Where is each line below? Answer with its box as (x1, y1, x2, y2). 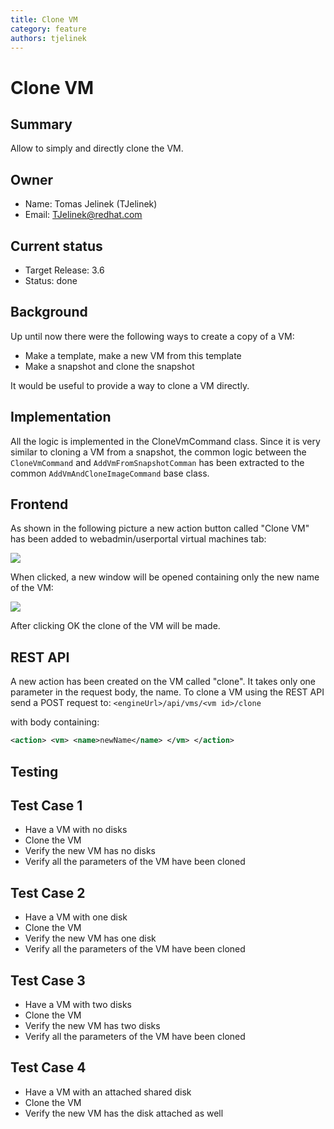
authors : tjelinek (10, 33, 87, 43)
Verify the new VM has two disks (24, 1019, 161, 1031)
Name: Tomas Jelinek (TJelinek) (24, 198, 158, 210)
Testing (10, 763, 59, 780)
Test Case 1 (10, 797, 83, 814)
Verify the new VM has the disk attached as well (24, 1107, 224, 1119)
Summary (10, 116, 73, 133)
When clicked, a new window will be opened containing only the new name (10, 571, 320, 583)
